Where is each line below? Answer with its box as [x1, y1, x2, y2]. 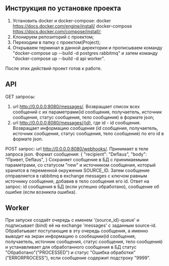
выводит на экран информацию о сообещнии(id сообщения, [5, 233, 136, 240]
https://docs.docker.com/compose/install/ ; [12, 28, 102, 35]
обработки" [110, 249, 136, 256]
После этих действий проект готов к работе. [5, 65, 102, 71]
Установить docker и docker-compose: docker [12, 17, 111, 23]
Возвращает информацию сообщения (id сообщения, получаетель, [12, 125, 158, 131]
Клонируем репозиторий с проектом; [12, 34, 94, 40]
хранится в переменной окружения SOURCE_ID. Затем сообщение [5, 167, 150, 173]
